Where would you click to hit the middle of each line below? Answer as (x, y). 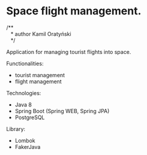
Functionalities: (25, 63)
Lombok (25, 140)
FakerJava (28, 147)
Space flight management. (74, 11)
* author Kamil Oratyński (41, 34)
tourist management (40, 75)
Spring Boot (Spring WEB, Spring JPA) (62, 111)
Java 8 (23, 104)
